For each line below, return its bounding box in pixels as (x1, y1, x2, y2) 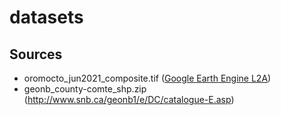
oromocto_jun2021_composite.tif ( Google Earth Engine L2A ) (23, 72, 272, 84)
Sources (9, 46, 63, 63)
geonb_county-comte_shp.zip (23, 83, 147, 95)
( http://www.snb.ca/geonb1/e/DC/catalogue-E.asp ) (23, 94, 235, 105)
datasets (9, 6, 84, 29)
